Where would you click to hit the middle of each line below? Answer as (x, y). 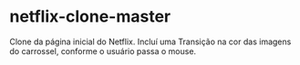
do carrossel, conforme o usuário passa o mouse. (103, 51)
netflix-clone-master (90, 17)
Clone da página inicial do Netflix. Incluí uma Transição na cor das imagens (150, 42)
